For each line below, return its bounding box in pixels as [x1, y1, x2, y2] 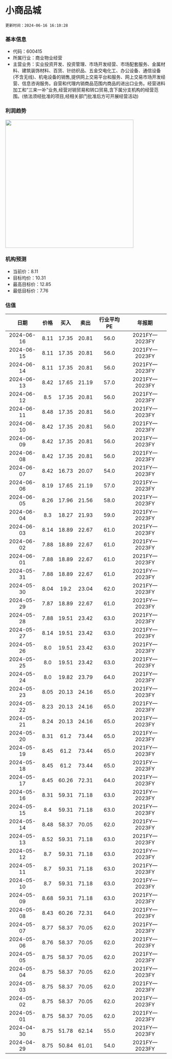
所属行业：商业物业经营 [12, 55, 62, 61]
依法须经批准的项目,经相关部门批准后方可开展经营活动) [23, 93, 139, 99]
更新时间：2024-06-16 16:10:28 [5, 23, 68, 28]
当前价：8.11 [12, 268, 38, 274]
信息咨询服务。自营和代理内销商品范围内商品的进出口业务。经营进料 [21, 80, 165, 87]
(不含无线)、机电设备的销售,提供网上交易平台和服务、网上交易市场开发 [12, 74, 161, 80]
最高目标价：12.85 [12, 281, 51, 287]
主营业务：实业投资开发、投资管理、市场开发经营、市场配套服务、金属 [12, 61, 161, 67]
